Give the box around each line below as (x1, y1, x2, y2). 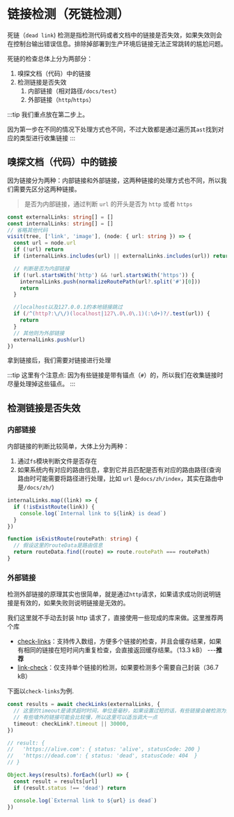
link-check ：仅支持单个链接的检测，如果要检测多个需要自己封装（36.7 (17, 663, 219, 672)
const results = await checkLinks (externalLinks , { (7, 701, 160, 708)
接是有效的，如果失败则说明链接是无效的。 (7, 598, 130, 608)
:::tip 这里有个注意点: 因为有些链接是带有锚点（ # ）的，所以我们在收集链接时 (7, 371, 224, 379)
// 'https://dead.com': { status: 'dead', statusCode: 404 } (7, 752, 198, 760)
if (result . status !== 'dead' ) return (13, 784, 127, 791)
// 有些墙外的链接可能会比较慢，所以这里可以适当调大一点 (13, 714, 158, 721)
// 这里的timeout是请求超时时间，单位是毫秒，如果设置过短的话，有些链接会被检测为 (13, 707, 226, 714)
